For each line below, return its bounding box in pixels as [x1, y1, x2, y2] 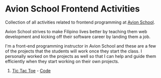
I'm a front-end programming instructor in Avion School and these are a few [5, 43, 156, 49]
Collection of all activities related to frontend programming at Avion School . [5, 19, 155, 25]
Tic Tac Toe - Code [12, 67, 51, 73]
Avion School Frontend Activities [5, 3, 140, 14]
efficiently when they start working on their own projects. [5, 58, 120, 64]
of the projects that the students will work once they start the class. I [5, 48, 142, 54]
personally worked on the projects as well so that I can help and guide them [5, 53, 156, 59]
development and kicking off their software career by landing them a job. [5, 34, 151, 39]
